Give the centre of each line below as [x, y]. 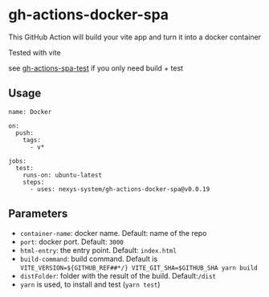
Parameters [38, 214]
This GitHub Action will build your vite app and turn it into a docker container [135, 37]
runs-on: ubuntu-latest [63, 175]
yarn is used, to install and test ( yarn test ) [90, 284]
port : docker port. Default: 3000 [72, 242]
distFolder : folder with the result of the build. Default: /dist [118, 275]
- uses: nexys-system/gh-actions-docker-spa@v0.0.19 [120, 189]
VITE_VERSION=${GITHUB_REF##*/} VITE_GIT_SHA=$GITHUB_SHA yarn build [139, 268]
